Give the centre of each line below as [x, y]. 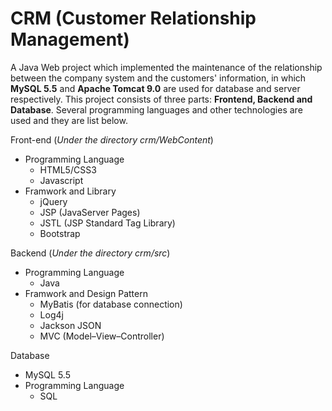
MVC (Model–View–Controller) [102, 336]
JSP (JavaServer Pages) [90, 212]
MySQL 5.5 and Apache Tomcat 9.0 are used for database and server [155, 88]
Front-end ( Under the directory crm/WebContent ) [112, 139]
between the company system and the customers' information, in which [158, 78]
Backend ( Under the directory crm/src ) [90, 253]
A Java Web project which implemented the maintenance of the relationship [166, 67]
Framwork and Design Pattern [86, 293]
